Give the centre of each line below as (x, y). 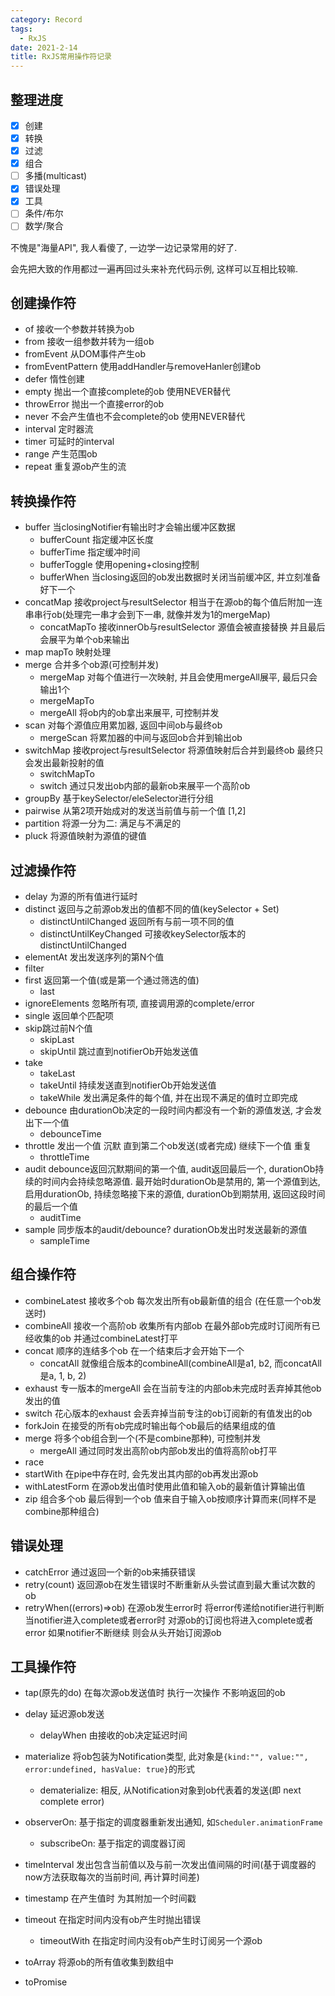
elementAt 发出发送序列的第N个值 (94, 957)
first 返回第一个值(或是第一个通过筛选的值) (112, 980)
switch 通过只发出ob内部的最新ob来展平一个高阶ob (145, 786)
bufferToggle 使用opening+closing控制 (119, 565)
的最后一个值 (51, 1206)
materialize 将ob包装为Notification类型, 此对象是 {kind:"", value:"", (166, 1757)
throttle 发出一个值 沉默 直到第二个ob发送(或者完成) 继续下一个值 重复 (168, 1145)
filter (34, 968)
